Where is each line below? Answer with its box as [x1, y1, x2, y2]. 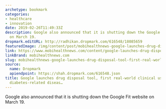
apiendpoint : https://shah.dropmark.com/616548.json [9, 71, 121, 76]
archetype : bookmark [5, 7, 48, 12]
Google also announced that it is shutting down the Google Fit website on [5, 94, 155, 100]
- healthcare [5, 16, 32, 21]
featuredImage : [5, 44, 37, 49]
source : [5, 62, 21, 67]
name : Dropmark [9, 67, 41, 72]
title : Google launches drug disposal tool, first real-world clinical [5, 76, 156, 81]
